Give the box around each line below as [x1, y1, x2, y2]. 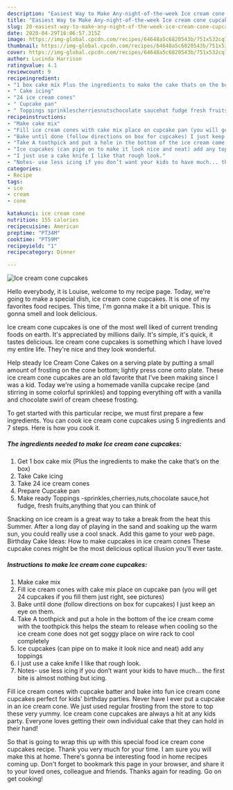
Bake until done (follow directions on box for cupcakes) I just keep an [17, 600, 215, 609]
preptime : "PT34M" [7, 229, 60, 236]
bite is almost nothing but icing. [17, 674, 107, 682]
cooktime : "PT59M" [7, 236, 60, 243]
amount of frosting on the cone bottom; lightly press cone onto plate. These [7, 366, 224, 375]
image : [7, 36, 26, 43]
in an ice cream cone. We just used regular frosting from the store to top [7, 702, 214, 711]
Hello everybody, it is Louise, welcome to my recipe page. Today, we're [7, 288, 211, 296]
